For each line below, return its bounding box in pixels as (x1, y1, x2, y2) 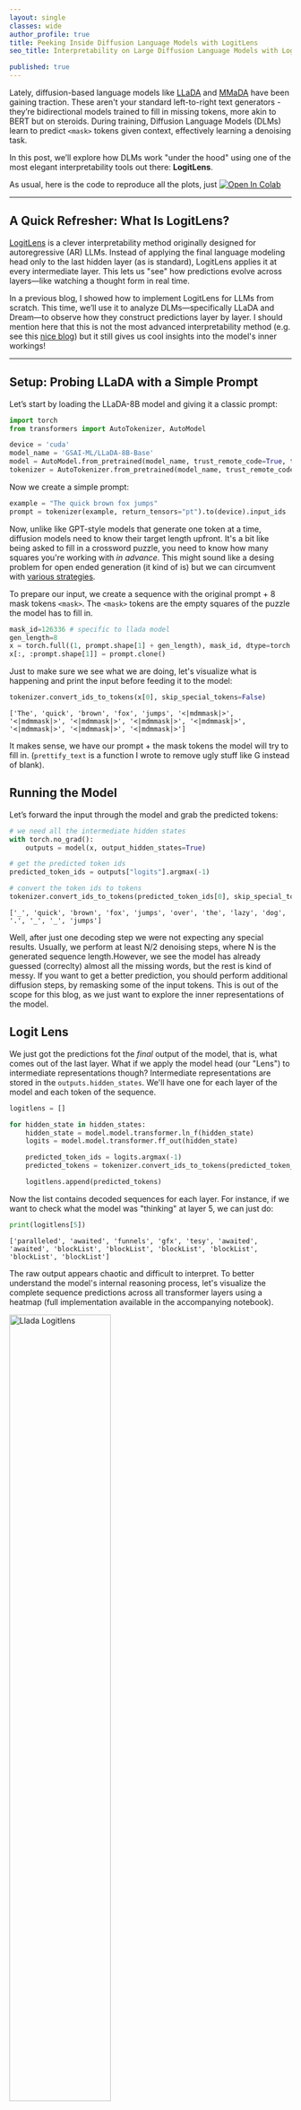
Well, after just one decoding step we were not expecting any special (9, 931, 264, 942)
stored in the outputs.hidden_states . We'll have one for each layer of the (9, 1077, 278, 1087)
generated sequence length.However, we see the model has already (9, 951, 262, 962)
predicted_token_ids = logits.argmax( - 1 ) (25, 1153, 182, 1162)
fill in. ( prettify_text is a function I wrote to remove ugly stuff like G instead (9, 750, 290, 760)
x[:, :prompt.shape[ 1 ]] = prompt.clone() (9, 650, 167, 659)
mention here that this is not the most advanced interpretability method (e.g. (9, 321, 291, 332)
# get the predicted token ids (9, 860, 126, 869)
